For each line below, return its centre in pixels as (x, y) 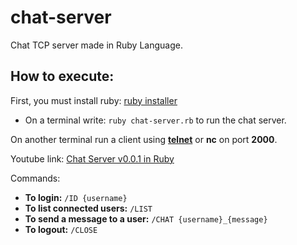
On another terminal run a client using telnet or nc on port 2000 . (144, 139)
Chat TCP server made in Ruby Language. (96, 45)
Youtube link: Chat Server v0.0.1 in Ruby (92, 158)
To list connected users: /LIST (88, 208)
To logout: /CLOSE (61, 229)
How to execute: (62, 76)
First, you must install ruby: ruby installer (94, 100)
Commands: (35, 178)
